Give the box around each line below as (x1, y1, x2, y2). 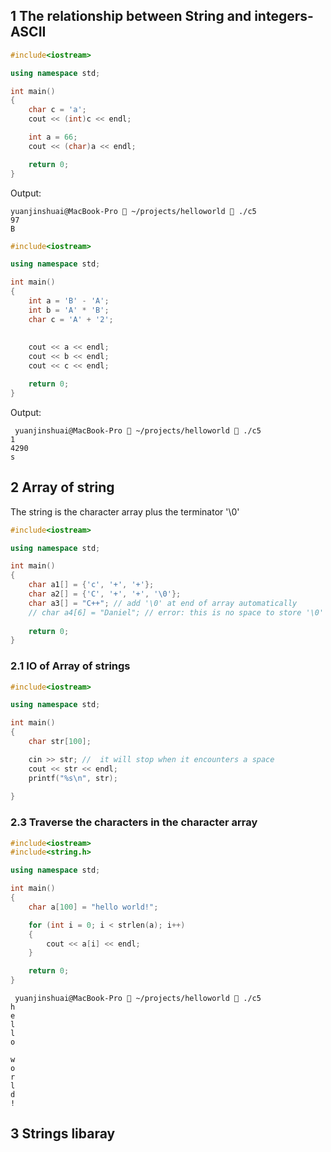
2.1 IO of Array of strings (10, 659, 131, 673)
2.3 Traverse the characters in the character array (10, 815, 258, 829)
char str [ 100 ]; (28, 737, 92, 747)
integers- (254, 8, 314, 25)
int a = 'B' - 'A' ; (28, 296, 110, 306)
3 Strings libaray (10, 1125, 116, 1143)
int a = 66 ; (28, 132, 78, 143)
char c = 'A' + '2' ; (28, 314, 114, 324)
